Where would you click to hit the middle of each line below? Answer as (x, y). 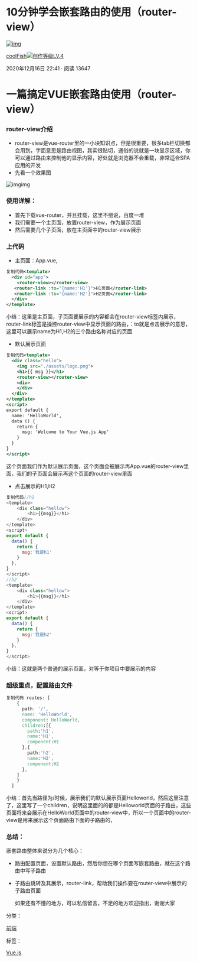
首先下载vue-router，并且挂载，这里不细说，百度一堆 (79, 215)
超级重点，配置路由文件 (39, 685)
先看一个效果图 (33, 173)
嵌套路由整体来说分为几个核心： (45, 851)
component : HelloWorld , (51, 720)
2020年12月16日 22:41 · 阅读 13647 (48, 68)
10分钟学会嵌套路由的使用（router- (91, 12)
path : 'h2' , (41, 753)
